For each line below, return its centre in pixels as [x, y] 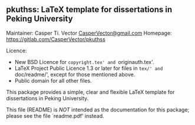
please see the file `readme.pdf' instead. [55, 116]
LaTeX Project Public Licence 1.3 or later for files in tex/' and [89, 68]
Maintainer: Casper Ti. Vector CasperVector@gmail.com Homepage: [89, 33]
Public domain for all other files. [53, 80]
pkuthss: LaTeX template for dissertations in [89, 10]
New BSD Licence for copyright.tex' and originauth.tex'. [84, 62]
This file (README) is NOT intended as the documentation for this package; [98, 109]
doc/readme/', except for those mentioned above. [75, 74]
